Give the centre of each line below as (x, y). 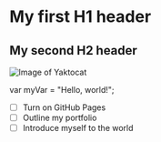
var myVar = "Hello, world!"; (62, 90)
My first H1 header (80, 17)
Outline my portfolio (60, 118)
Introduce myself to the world (78, 128)
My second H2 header (74, 51)
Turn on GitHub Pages (64, 107)
